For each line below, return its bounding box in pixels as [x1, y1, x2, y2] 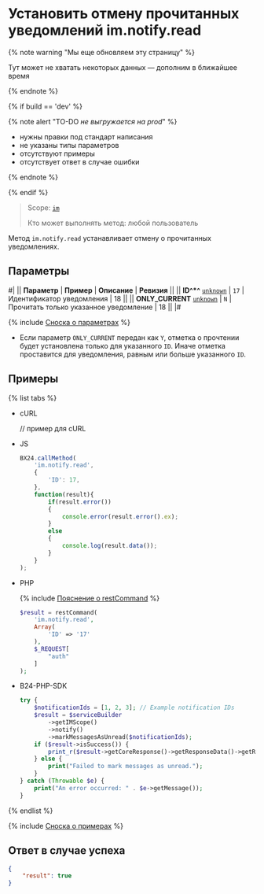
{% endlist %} [8, 806, 53, 815]
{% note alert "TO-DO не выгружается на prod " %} [8, 116, 178, 126]
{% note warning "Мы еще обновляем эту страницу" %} [8, 47, 195, 57]
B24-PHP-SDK [19, 682, 68, 691]
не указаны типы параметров [19, 140, 119, 150]
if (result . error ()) [48, 497, 112, 506]
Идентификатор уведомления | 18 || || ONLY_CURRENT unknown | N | [8, 294, 232, 303]
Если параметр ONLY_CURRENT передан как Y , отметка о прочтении [19, 332, 240, 342]
